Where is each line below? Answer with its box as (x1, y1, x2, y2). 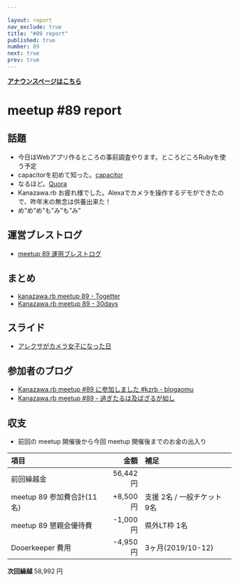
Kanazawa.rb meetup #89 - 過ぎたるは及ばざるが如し (17, 394, 176, 403)
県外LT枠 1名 (144, 520, 188, 530)
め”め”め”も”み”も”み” (17, 206, 81, 215)
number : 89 (7, 44, 40, 51)
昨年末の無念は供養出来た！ (30, 197, 112, 205)
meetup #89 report (7, 103, 122, 118)
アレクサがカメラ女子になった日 (17, 342, 112, 350)
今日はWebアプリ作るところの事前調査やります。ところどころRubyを (17, 153, 221, 161)
